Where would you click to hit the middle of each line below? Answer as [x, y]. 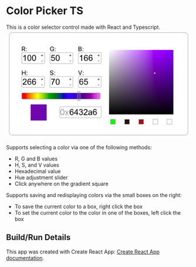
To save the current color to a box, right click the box [78, 206]
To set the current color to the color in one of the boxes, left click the [97, 212]
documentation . [25, 258]
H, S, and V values [37, 165]
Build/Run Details [38, 237]
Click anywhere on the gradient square [61, 183]
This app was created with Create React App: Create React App [83, 252]
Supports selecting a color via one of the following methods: [79, 147]
